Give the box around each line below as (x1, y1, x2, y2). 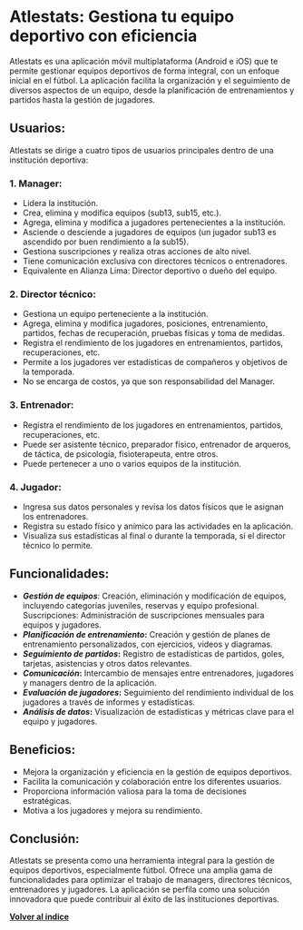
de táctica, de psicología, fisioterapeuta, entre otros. (22, 448, 219, 460)
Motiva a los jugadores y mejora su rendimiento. (22, 805, 203, 816)
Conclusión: (9, 831, 80, 846)
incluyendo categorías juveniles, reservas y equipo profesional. (22, 599, 259, 610)
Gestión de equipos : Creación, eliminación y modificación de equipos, (22, 590, 287, 601)
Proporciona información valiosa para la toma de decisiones (22, 786, 248, 796)
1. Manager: (9, 177, 63, 190)
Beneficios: (9, 742, 75, 757)
